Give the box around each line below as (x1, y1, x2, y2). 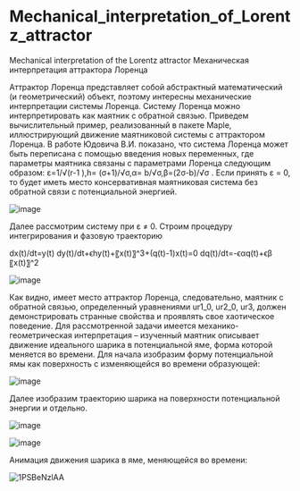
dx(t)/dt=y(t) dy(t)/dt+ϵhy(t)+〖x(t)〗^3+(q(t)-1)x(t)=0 (9, 248, 198, 258)
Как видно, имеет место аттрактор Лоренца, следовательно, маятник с (9, 292, 284, 302)
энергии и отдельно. (9, 402, 87, 413)
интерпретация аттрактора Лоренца (9, 64, 148, 75)
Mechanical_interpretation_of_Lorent (9, 6, 291, 27)
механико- (197, 320, 239, 331)
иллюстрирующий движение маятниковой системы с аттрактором (9, 129, 265, 140)
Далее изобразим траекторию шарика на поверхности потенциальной (9, 393, 280, 403)
